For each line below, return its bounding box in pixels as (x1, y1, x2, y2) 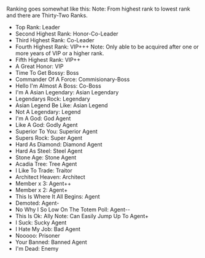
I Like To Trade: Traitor (15, 167, 72, 174)
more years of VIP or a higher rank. (15, 50, 104, 57)
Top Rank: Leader (15, 24, 60, 31)
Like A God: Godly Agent (15, 121, 78, 128)
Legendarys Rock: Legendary (15, 95, 90, 102)
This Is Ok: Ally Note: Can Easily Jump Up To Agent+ (15, 213, 149, 219)
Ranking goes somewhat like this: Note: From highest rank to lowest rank (6, 6, 190, 12)
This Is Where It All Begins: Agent (15, 193, 100, 200)
